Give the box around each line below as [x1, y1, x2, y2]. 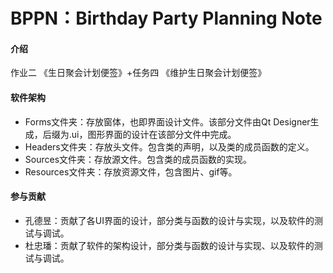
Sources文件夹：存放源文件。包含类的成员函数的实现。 [24, 153, 253, 165]
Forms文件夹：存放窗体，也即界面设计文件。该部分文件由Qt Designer [24, 115, 311, 128]
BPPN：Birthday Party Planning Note [10, 7, 323, 30]
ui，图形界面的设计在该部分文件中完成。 [71, 128, 237, 140]
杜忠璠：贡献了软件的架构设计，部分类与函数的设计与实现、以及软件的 [24, 239, 315, 251]
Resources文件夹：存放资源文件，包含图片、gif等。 [24, 165, 238, 178]
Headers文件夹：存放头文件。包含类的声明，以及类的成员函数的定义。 [24, 140, 315, 153]
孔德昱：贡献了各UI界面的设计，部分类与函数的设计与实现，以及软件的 [24, 214, 315, 226]
